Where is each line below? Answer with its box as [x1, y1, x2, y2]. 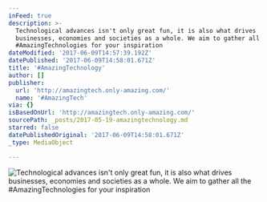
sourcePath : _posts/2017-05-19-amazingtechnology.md [8, 116, 188, 124]
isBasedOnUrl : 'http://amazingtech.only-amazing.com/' [8, 109, 196, 117]
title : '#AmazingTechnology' [8, 64, 106, 72]
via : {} [8, 101, 34, 109]
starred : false [8, 123, 59, 131]
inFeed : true [8, 11, 52, 20]
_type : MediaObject [8, 138, 74, 147]
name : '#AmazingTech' [15, 94, 88, 102]
